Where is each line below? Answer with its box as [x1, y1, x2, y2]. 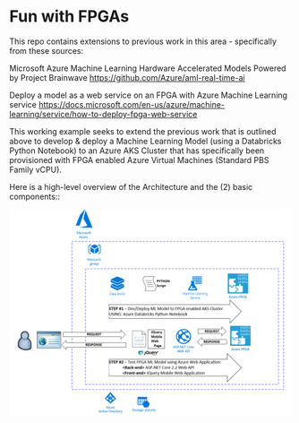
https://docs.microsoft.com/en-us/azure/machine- [38, 99, 226, 109]
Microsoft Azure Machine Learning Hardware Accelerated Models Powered [9, 63, 286, 73]
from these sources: [9, 45, 84, 56]
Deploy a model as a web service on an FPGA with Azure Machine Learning [9, 90, 288, 100]
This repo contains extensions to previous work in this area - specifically [9, 36, 278, 47]
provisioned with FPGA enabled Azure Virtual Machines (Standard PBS [9, 154, 269, 165]
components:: [9, 191, 61, 202]
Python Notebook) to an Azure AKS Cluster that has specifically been [9, 145, 265, 156]
